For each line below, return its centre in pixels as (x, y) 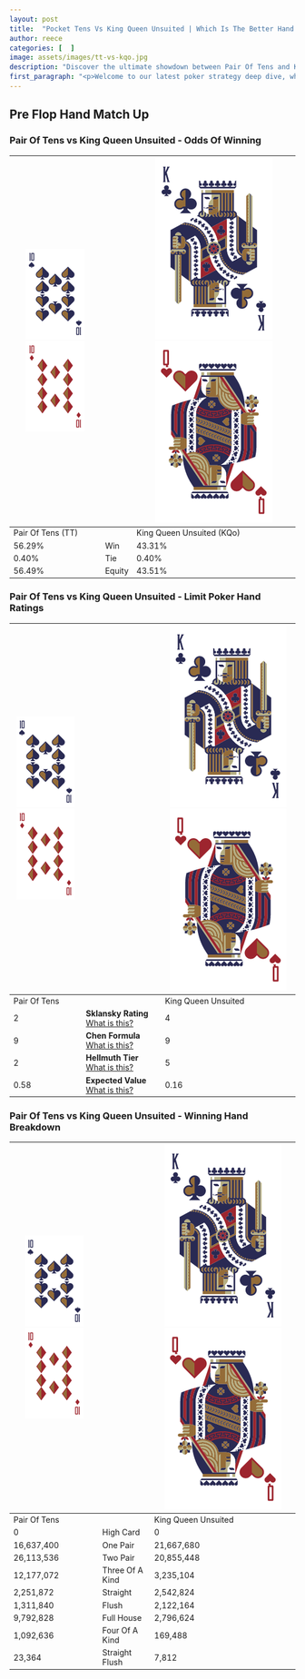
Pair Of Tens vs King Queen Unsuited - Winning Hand (129, 1116)
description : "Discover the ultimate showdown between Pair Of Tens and (150, 67)
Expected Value (116, 1080)
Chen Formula (113, 1036)
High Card (121, 1532)
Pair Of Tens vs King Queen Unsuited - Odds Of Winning (135, 141)
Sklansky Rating (117, 1013)
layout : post (34, 19)
